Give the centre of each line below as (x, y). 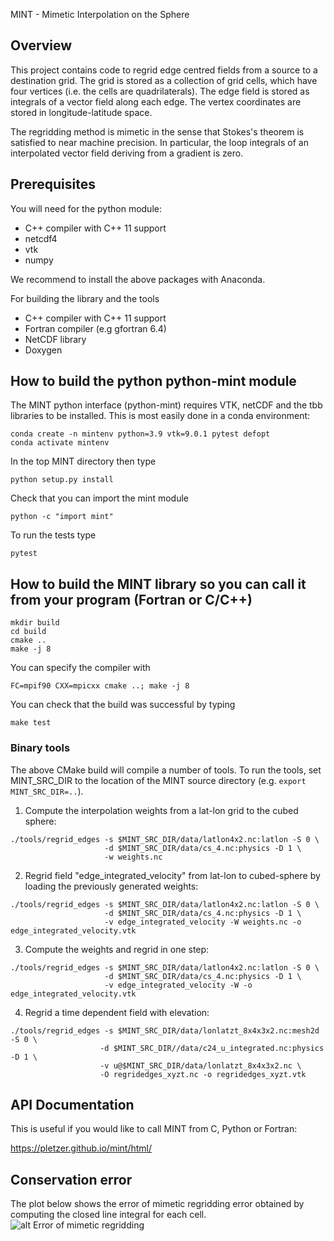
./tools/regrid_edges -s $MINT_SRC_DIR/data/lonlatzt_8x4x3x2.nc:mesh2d (165, 1030)
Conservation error (71, 1179)
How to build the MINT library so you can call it (158, 584)
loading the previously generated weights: (111, 886)
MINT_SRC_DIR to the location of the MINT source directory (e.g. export (158, 780)
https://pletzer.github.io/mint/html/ (81, 1148)
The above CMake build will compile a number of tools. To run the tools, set (166, 770)
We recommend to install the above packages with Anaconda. (138, 279)
